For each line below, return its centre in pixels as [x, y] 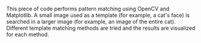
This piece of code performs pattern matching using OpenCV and [88, 9]
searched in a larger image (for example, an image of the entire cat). [91, 21]
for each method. [28, 35]
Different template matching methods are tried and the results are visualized [101, 28]
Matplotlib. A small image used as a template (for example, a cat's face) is [98, 15]
